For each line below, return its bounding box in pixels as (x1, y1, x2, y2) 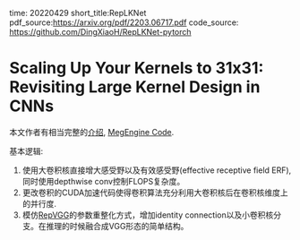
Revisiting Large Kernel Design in (9, 77, 261, 98)
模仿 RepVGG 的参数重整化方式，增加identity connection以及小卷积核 (21, 210, 274, 220)
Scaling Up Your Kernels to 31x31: (9, 58, 264, 79)
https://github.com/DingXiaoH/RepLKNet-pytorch (9, 27, 192, 37)
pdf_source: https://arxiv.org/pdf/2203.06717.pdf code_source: (9, 17, 239, 28)
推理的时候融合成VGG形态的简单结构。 (46, 220, 189, 231)
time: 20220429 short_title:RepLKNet (9, 8, 147, 18)
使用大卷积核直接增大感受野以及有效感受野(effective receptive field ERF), (21, 165, 292, 176)
